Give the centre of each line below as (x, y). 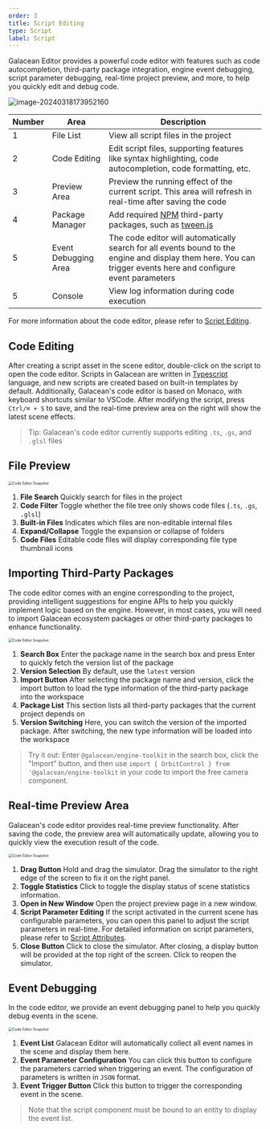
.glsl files (45, 441)
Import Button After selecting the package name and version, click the (137, 679)
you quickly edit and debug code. (63, 87)
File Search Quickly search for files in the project (101, 497)
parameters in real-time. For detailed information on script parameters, (137, 929)
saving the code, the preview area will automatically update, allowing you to (133, 834)
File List (67, 136)
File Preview (39, 466)
